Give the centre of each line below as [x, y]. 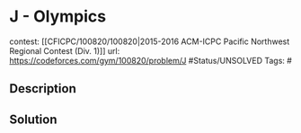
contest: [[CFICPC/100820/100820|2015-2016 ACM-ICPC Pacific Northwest [150, 41]
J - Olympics [58, 17]
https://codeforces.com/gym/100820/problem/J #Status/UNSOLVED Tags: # [150, 60]
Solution [33, 119]
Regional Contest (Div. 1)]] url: [65, 50]
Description [43, 89]
